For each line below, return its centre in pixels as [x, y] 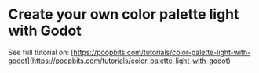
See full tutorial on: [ [41, 52]
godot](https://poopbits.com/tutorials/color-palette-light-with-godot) [120, 61]
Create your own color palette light [124, 14]
